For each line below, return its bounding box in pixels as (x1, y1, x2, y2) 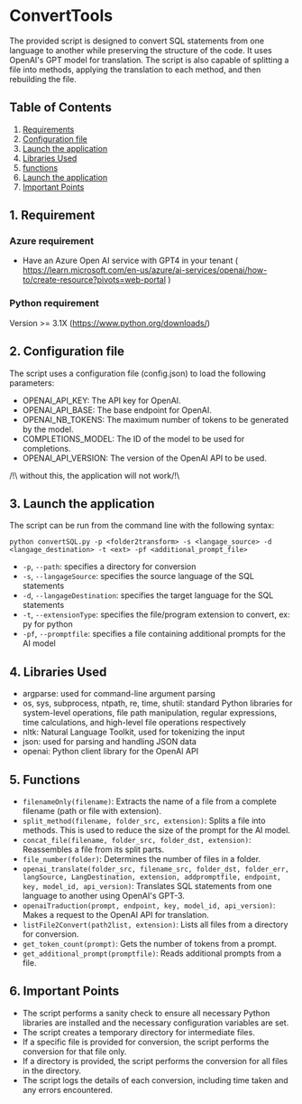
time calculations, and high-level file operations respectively (22, 717, 246, 728)
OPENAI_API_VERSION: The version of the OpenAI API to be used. (22, 453, 268, 463)
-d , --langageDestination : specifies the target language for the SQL (22, 590, 274, 601)
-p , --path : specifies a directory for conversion (22, 561, 197, 572)
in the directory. (22, 1065, 82, 1076)
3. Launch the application (9, 496, 155, 511)
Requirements (22, 124, 75, 135)
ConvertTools (9, 5, 114, 26)
